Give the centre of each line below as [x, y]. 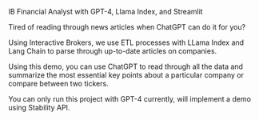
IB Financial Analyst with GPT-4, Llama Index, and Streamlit [106, 12]
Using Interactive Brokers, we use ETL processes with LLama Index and [126, 42]
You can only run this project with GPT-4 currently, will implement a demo [130, 99]
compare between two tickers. [59, 84]
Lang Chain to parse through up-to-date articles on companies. [113, 51]
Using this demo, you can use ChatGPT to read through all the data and [126, 66]
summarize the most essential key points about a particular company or [126, 75]
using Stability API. [39, 108]
